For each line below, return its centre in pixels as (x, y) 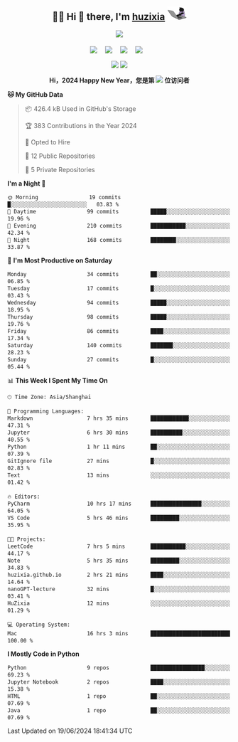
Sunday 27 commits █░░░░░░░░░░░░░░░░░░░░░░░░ (119, 359)
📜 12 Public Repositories (60, 156)
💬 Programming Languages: (45, 411)
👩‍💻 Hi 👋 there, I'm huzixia (109, 17)
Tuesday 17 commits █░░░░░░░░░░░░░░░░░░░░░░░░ (119, 288)
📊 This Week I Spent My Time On (58, 380)
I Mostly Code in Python (43, 654)
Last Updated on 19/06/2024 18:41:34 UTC (70, 731)
